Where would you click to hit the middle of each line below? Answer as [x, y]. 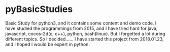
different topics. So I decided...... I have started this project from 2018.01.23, [84, 39]
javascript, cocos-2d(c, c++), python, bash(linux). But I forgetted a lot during [85, 33]
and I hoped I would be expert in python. [48, 44]
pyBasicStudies [39, 9]
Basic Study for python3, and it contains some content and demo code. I [81, 23]
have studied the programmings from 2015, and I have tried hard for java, [81, 28]
